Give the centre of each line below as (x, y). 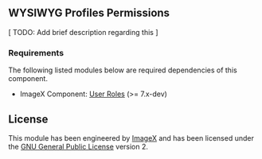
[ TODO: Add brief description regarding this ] (83, 32)
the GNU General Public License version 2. (78, 146)
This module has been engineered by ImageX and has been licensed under (131, 138)
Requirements (36, 52)
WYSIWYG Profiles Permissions (89, 13)
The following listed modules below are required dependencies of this (123, 70)
